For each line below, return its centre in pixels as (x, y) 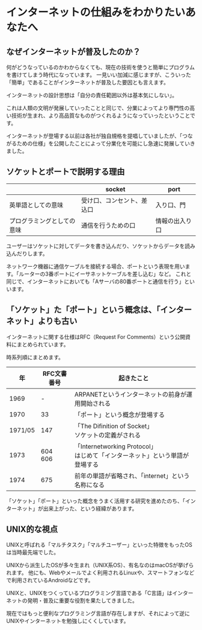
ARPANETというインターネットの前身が (130, 394)
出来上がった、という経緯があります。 (90, 508)
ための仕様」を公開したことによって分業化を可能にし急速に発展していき (106, 143)
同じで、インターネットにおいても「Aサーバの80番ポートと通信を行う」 (95, 281)
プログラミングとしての (42, 221)
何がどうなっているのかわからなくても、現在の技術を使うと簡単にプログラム (101, 67)
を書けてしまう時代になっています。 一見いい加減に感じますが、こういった (99, 75)
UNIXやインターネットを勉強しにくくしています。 (68, 621)
